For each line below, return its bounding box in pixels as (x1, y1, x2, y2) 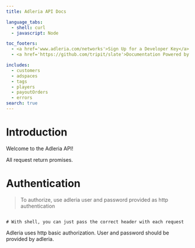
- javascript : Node (11, 30, 59, 36)
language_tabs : (6, 19, 43, 25)
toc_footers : (6, 40, 38, 47)
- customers (11, 67, 41, 73)
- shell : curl (11, 25, 46, 30)
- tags (11, 79, 27, 84)
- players (11, 84, 35, 90)
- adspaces (11, 73, 38, 79)
